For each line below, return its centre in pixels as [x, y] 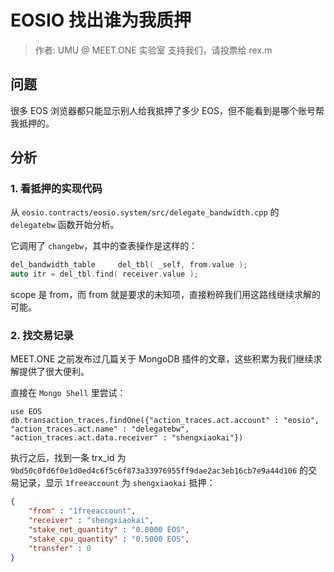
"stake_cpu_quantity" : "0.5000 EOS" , [109, 539]
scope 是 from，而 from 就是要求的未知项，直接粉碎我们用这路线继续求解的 [166, 295]
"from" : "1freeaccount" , [82, 511]
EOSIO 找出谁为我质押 [101, 20]
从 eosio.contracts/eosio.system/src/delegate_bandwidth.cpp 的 [145, 212]
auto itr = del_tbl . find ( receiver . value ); [104, 274]
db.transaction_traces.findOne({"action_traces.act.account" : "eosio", [165, 421]
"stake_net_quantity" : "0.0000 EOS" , [109, 530]
